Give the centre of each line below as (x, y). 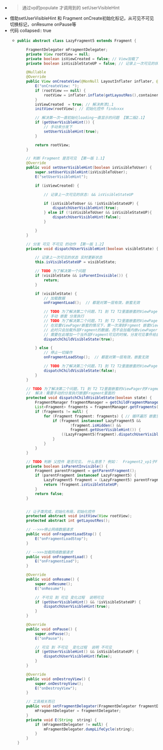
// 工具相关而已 (41, 702)
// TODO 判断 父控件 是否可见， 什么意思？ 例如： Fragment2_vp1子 (91, 462)
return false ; (49, 494)
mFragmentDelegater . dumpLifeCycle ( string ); (89, 729)
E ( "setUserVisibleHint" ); (61, 177)
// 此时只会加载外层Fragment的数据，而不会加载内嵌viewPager (100, 330)
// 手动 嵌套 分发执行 (64, 316)
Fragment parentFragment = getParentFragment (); (86, 471)
